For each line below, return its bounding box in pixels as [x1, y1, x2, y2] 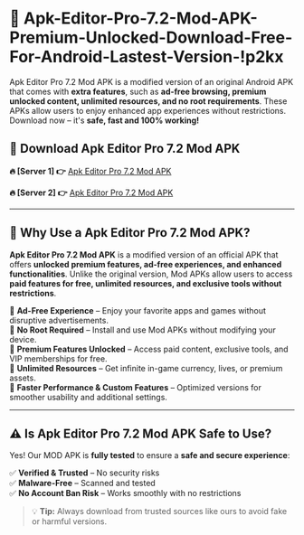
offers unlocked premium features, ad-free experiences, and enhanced [9, 258, 282, 269]
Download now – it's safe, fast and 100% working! [9, 115, 200, 126]
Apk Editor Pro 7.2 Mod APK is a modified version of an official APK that [9, 249, 279, 260]
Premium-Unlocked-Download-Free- [9, 27, 293, 48]
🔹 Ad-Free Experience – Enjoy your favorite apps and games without [9, 305, 267, 315]
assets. [9, 372, 36, 383]
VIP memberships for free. [9, 352, 108, 364]
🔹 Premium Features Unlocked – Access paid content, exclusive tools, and [9, 343, 289, 354]
